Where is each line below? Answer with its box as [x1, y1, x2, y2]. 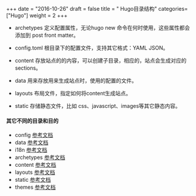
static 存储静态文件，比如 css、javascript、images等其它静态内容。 [14, 102, 181, 109]
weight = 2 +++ [29, 12, 68, 19]
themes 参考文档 [14, 183, 56, 191]
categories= [158, 5, 188, 12]
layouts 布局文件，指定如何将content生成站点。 [14, 90, 132, 97]
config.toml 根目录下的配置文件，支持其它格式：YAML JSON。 [14, 44, 169, 51]
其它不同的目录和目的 [6, 117, 58, 124]
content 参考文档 [14, 161, 57, 169]
